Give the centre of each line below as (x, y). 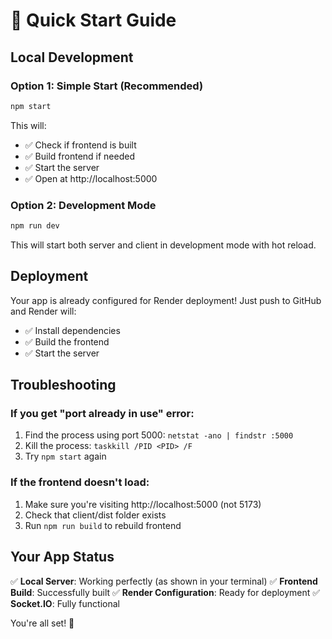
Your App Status (62, 557)
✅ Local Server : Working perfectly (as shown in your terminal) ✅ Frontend (164, 581)
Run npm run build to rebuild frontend (103, 525)
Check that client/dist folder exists (95, 515)
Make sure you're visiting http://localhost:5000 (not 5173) (143, 504)
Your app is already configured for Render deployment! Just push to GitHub (166, 300)
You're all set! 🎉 (42, 623)
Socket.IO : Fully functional (65, 603)
